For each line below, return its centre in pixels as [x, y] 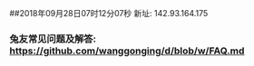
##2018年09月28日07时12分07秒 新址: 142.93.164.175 [109, 13]
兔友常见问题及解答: [53, 39]
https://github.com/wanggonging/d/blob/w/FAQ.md [127, 51]
